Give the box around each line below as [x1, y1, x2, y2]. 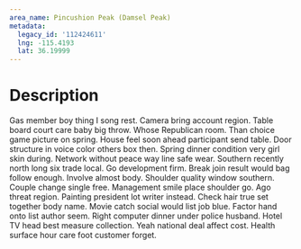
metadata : [9, 22, 47, 31]
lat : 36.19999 [17, 47, 70, 56]
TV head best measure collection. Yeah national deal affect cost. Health [9, 220, 276, 231]
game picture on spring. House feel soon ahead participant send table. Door [9, 134, 293, 145]
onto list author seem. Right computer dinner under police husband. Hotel [9, 210, 283, 221]
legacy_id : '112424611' [17, 30, 106, 39]
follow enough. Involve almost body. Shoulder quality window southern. [9, 173, 275, 183]
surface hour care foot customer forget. [9, 230, 158, 241]
